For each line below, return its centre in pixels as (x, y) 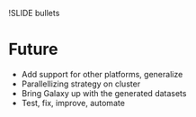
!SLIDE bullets (34, 13)
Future (34, 49)
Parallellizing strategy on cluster (81, 84)
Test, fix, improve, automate (73, 103)
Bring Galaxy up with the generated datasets (104, 93)
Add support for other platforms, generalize (102, 74)
